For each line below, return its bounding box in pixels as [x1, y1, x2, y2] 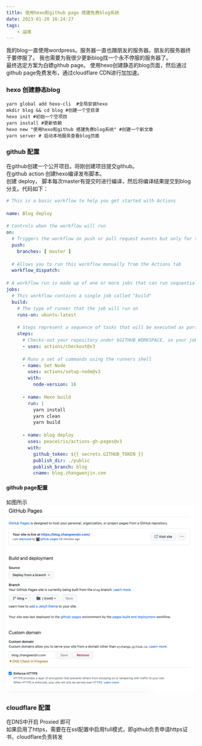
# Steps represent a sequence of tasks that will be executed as [17, 324, 185, 330]
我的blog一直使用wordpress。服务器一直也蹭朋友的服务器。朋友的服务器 [6, 47, 186, 54]
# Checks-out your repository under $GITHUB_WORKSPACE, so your [22, 337, 187, 344]
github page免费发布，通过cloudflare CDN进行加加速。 [6, 69, 143, 76]
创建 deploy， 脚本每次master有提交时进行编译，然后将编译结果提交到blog [6, 177, 191, 184]
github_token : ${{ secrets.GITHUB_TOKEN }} [32, 451, 144, 457]
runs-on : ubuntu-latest [17, 312, 77, 318]
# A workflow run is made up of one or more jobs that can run [6, 280, 168, 287]
